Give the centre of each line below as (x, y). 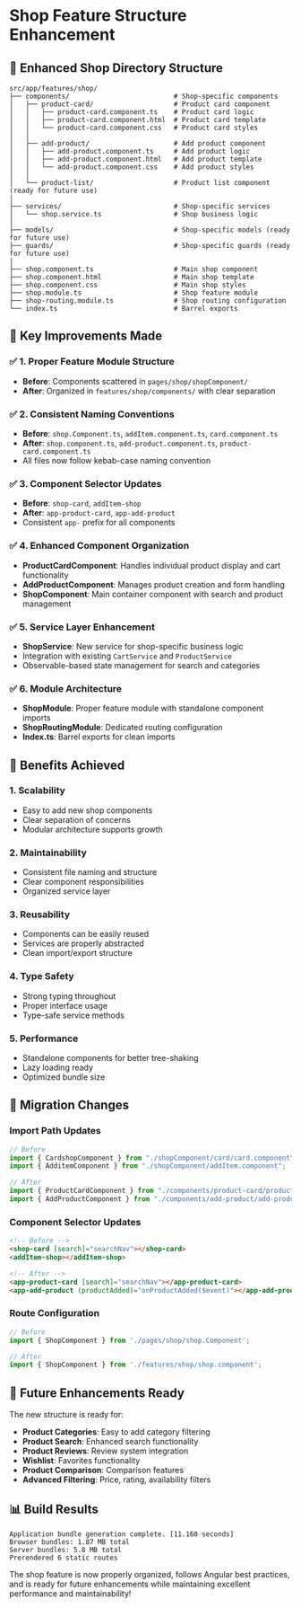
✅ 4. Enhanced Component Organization (99, 546)
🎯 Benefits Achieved (67, 765)
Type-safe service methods (73, 1015)
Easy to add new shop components (87, 810)
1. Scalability (37, 791)
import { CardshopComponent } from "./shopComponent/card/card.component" (152, 1158)
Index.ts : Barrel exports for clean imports (99, 737)
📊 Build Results (54, 1509)
